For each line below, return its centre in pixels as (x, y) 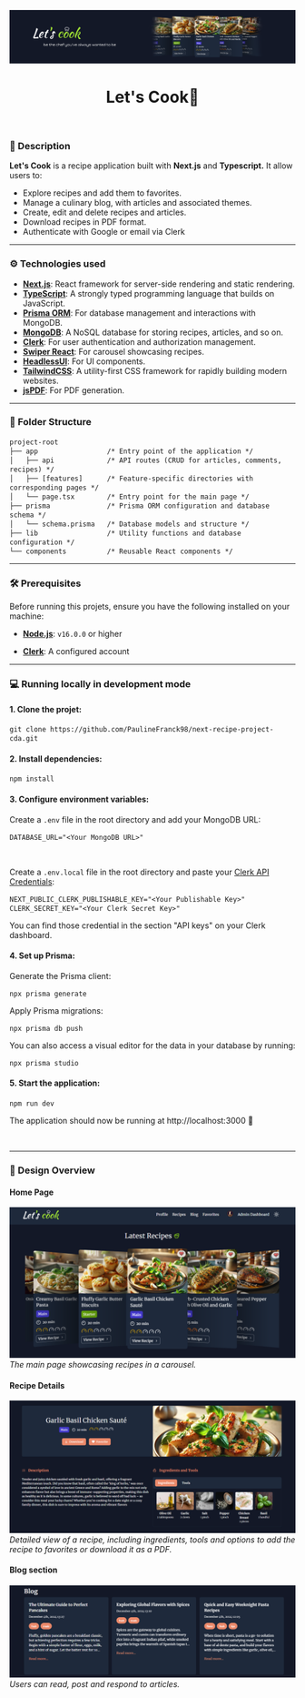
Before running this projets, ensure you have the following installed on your (150, 607)
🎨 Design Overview (52, 1170)
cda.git (24, 739)
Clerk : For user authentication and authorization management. (139, 341)
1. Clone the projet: (45, 709)
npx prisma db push (46, 1028)
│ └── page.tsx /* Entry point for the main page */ (129, 497)
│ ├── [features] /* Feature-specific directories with (132, 479)
